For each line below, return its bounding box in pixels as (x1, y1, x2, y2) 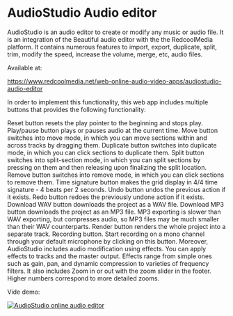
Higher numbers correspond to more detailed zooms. (7, 274, 160, 283)
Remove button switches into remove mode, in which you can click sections (7, 171, 225, 179)
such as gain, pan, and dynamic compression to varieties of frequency (7, 259, 209, 267)
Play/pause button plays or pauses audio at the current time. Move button (7, 126, 218, 134)
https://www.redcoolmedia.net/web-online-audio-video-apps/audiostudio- (7, 77, 222, 85)
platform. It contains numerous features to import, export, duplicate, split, (7, 42, 217, 51)
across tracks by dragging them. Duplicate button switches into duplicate (7, 141, 217, 149)
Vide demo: (7, 287, 40, 296)
